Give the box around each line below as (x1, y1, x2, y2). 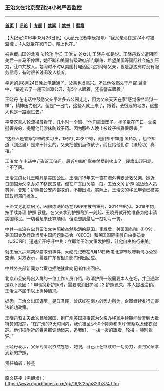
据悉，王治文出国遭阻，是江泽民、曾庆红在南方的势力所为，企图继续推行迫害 (5, 298, 159, 304)
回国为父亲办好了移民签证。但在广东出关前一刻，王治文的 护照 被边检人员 (9, 181, 157, 186)
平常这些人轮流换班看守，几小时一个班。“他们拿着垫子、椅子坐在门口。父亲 (5, 119, 157, 125)
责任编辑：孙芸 (5, 360, 35, 366)
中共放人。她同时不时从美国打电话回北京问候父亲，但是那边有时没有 (18, 63, 155, 69)
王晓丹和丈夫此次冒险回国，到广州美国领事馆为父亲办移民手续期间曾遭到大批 (5, 315, 159, 321)
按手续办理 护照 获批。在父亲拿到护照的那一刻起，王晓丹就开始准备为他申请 (5, 209, 157, 215)
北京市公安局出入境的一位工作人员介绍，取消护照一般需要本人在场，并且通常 (5, 276, 159, 281)
